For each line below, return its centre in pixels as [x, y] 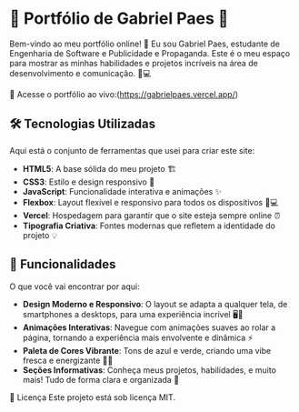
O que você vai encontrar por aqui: [75, 286]
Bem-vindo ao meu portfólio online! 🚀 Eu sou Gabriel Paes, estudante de [145, 44]
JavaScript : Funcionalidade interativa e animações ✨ [122, 191]
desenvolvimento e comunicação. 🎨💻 [80, 73]
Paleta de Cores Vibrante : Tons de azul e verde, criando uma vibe [147, 350]
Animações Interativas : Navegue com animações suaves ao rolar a [149, 327]
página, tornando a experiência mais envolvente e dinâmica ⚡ [138, 337]
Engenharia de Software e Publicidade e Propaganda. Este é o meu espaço [150, 53]
